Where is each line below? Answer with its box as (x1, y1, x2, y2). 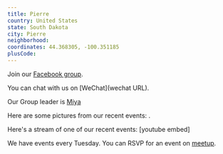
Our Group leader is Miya (7, 97, 81, 106)
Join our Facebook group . (7, 69, 83, 78)
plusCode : (7, 51, 37, 58)
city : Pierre (7, 30, 46, 38)
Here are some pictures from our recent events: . (7, 111, 151, 120)
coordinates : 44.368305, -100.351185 (7, 43, 120, 51)
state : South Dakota (7, 24, 69, 31)
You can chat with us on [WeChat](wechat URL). (7, 83, 150, 92)
